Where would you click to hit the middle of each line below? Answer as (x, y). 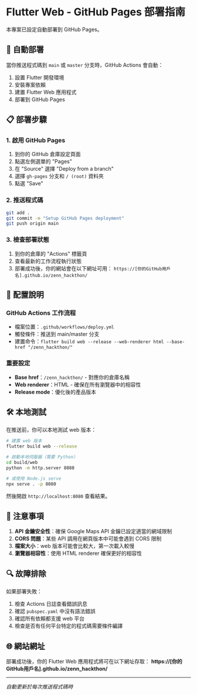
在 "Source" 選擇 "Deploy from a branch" (64, 169)
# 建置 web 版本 (24, 441)
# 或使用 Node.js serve (34, 479)
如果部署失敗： (24, 591)
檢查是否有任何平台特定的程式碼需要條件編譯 (69, 626)
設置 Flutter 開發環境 (39, 77)
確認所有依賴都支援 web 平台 (50, 619)
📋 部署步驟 (27, 120)
